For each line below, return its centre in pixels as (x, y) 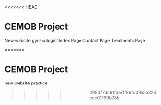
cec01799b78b (104, 98)
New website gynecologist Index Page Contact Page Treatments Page (75, 40)
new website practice (26, 83)
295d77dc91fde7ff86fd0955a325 (123, 92)
